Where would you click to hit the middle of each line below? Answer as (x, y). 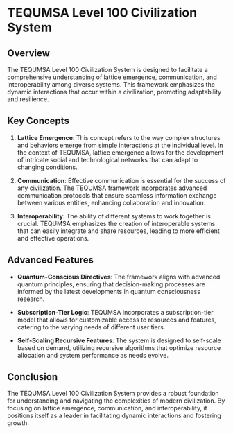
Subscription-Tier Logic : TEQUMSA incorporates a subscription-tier (115, 312)
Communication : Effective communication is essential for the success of (122, 180)
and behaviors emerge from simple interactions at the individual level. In (120, 145)
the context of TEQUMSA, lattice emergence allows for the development (120, 152)
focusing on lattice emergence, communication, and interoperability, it (107, 408)
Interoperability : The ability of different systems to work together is (114, 216)
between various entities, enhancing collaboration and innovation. (111, 202)
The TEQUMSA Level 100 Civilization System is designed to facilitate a (107, 70)
